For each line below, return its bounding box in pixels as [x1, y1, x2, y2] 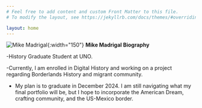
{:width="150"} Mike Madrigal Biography [47, 41, 150, 48]
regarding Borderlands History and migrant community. [6, 71, 143, 78]
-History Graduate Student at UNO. [6, 53, 93, 60]
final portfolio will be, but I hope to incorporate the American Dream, [14, 89, 185, 96]
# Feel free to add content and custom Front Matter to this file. [6, 8, 179, 15]
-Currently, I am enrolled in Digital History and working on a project [6, 64, 173, 72]
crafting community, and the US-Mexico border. [14, 95, 133, 102]
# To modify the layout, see [6, 14, 79, 20]
